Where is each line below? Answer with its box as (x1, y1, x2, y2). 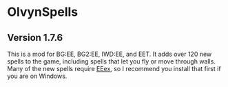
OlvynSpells (7, 4, 79, 20)
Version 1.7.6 (7, 32, 63, 43)
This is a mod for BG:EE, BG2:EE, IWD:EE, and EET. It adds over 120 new (7, 50, 212, 58)
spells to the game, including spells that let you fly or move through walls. (7, 57, 216, 66)
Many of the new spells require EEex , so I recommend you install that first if (7, 65, 222, 72)
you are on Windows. (7, 72, 68, 80)
